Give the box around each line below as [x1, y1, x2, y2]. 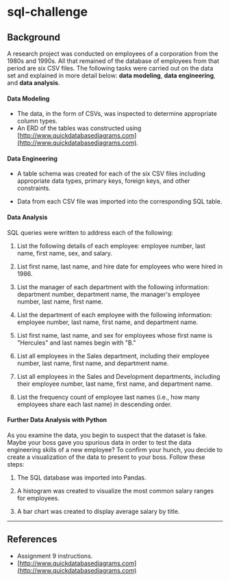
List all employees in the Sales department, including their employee [16, 351, 210, 360]
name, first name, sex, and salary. [16, 249, 113, 257]
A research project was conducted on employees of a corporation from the [7, 49, 219, 58]
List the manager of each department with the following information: [16, 282, 210, 291]
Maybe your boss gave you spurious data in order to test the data [7, 438, 192, 446]
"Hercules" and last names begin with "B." [16, 338, 136, 347]
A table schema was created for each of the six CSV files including [16, 169, 205, 178]
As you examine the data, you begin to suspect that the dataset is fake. [7, 431, 207, 439]
